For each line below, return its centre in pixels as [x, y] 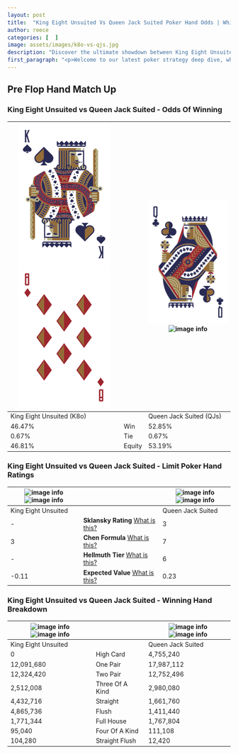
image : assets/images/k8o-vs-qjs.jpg [63, 45]
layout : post [27, 15]
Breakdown [27, 609]
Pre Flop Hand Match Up [62, 90]
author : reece [28, 30]
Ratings [21, 475]
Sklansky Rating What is [119, 520]
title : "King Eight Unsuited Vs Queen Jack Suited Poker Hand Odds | [114, 22]
